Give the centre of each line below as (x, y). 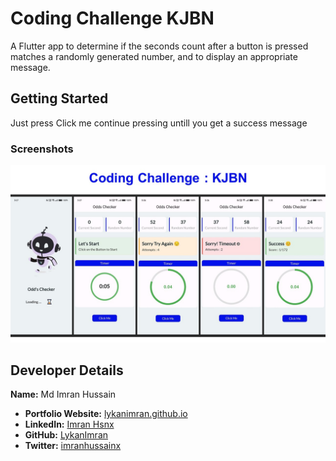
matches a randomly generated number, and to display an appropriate (154, 56)
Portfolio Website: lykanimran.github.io (106, 414)
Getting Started (59, 98)
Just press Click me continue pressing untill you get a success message (159, 123)
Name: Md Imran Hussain (63, 394)
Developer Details (67, 370)
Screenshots (42, 149)
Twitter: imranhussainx (73, 446)
